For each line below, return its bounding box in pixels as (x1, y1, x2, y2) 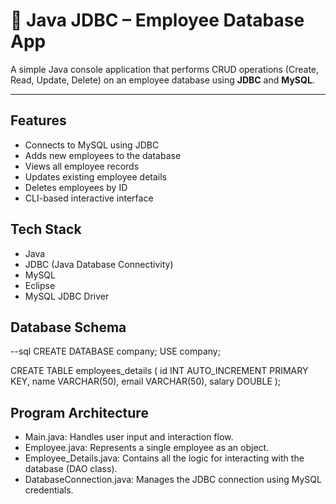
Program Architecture (10, 404, 149, 421)
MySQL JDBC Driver (24, 290, 110, 302)
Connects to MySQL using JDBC (24, 139, 160, 151)
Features (10, 112, 67, 129)
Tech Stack (10, 221, 82, 238)
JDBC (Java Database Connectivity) (24, 258, 174, 270)
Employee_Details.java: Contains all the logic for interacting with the (24, 452, 305, 464)
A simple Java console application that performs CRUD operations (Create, (10, 63, 320, 75)
